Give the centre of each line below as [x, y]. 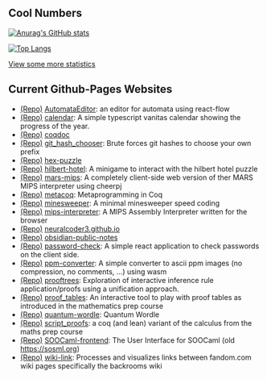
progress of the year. [55, 126]
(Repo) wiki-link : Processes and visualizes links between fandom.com [136, 357]
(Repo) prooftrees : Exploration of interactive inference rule [117, 280]
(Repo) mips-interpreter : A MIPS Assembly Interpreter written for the [133, 211]
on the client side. [49, 254]
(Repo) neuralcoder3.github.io [70, 228]
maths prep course [51, 331]
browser [34, 220]
